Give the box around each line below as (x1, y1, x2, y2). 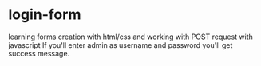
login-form (8, 6, 81, 24)
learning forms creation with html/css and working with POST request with (8, 32, 254, 41)
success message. (8, 49, 70, 58)
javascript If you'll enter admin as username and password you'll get (8, 40, 233, 49)
